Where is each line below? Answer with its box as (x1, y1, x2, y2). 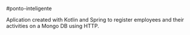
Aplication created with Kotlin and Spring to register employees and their (6, 16, 185, 23)
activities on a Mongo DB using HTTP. (6, 23, 99, 29)
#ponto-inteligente (6, 5, 52, 12)
